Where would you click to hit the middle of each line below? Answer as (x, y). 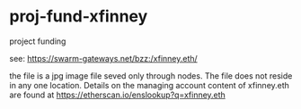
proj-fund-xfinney (79, 17)
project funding (38, 41)
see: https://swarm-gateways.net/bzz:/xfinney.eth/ (103, 58)
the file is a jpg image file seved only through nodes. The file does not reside (151, 75)
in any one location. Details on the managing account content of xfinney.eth (150, 85)
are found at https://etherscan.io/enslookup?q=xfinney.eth (118, 95)
